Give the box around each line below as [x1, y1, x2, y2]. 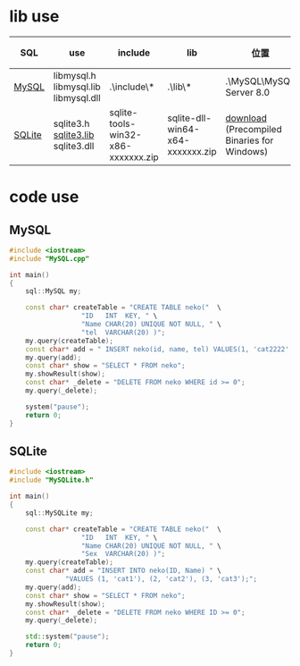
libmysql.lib [53, 80, 101, 93]
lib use [9, 6, 60, 27]
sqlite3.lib [53, 128, 95, 140]
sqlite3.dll [53, 139, 95, 152]
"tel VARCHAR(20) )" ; [80, 328, 166, 337]
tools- [109, 117, 137, 130]
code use [9, 187, 79, 207]
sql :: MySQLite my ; [25, 508, 94, 518]
